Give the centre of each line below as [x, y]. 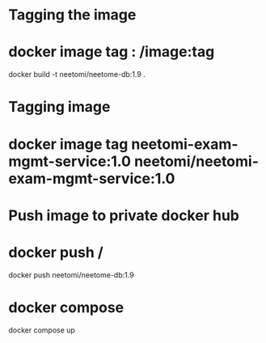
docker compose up [42, 330]
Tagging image [59, 107]
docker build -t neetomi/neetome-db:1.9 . [77, 74]
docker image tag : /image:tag [112, 52]
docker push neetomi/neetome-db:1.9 [72, 275]
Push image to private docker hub [124, 215]
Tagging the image [72, 15]
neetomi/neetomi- [196, 161]
